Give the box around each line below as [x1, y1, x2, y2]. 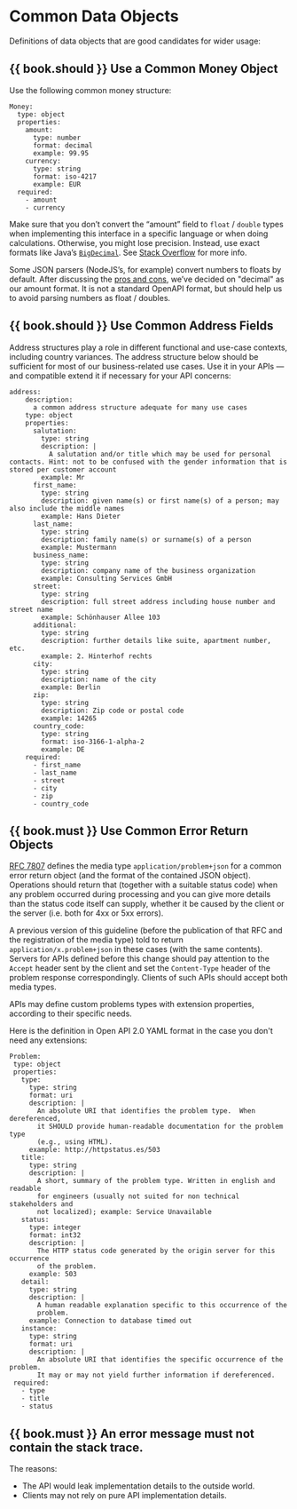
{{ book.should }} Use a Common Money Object [9, 61, 278, 76]
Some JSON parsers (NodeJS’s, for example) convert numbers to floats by [9, 264, 282, 274]
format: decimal [32, 140, 93, 150]
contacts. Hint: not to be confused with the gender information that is [9, 457, 288, 466]
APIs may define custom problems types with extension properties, [9, 999, 254, 1010]
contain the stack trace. [9, 1440, 144, 1455]
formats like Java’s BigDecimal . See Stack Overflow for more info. [9, 247, 247, 258]
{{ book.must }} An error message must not [9, 1426, 255, 1441]
